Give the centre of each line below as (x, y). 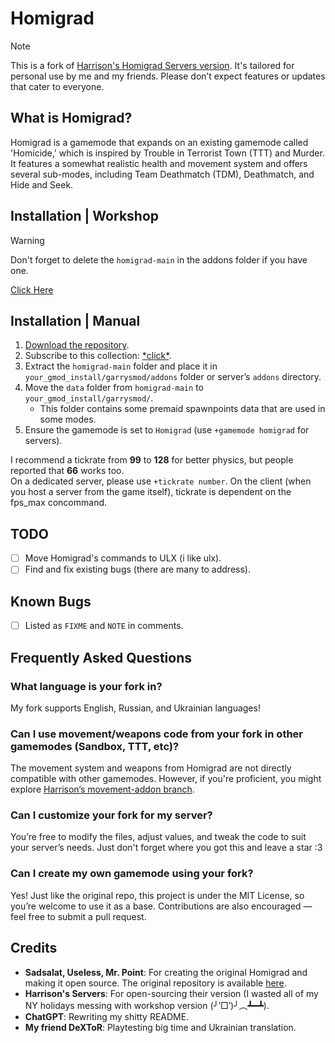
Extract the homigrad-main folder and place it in (121, 366)
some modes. (68, 419)
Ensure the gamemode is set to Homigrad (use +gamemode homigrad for (167, 430)
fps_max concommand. (59, 503)
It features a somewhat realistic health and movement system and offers (159, 163)
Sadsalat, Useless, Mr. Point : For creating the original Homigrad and (166, 972)
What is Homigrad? (71, 118)
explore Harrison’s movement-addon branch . (102, 789)
